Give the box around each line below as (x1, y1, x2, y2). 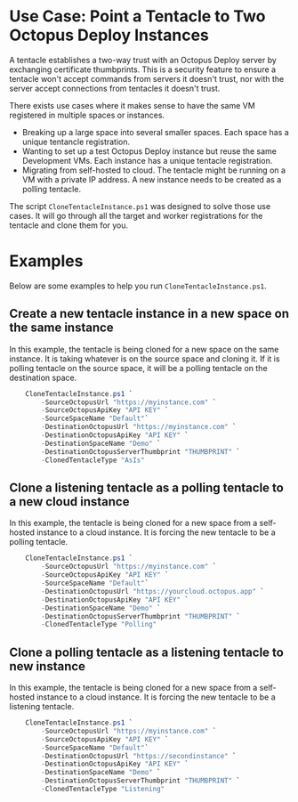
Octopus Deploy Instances (9, 25, 209, 45)
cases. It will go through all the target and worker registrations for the (9, 210, 263, 221)
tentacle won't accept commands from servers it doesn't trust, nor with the (9, 73, 285, 84)
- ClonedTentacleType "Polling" (41, 620, 157, 629)
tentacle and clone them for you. (9, 220, 129, 231)
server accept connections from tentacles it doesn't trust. (9, 83, 221, 93)
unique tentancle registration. (21, 136, 131, 147)
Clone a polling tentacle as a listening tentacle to (9, 644, 285, 660)
